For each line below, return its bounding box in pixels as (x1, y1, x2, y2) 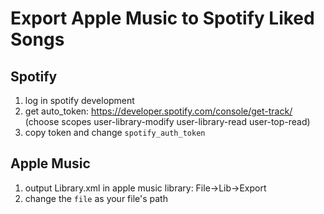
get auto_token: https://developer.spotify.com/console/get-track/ (24, 105, 293, 117)
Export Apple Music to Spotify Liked (10, 7, 315, 30)
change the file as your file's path (24, 192, 168, 204)
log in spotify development (24, 95, 135, 106)
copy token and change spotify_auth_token (24, 127, 206, 138)
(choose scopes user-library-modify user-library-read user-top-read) (24, 116, 311, 127)
